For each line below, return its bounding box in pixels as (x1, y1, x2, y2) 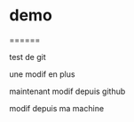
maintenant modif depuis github (9, 86, 126, 96)
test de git (9, 51, 46, 62)
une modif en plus (9, 68, 75, 80)
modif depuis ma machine (9, 103, 105, 113)
